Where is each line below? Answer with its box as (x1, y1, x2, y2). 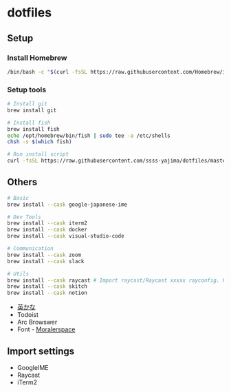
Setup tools (7, 85, 47, 94)
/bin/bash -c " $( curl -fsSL (7, 68, 88, 75)
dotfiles (7, 5, 52, 21)
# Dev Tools (7, 214, 41, 220)
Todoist (16, 311, 39, 319)
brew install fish (7, 125, 60, 132)
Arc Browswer (16, 318, 58, 327)
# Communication (7, 245, 54, 252)
